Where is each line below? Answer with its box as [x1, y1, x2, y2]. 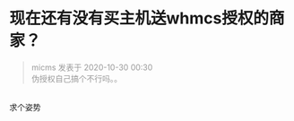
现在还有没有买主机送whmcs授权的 [9, 8, 269, 29]
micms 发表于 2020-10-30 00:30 [30, 62, 153, 73]
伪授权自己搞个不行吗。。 [30, 73, 123, 83]
